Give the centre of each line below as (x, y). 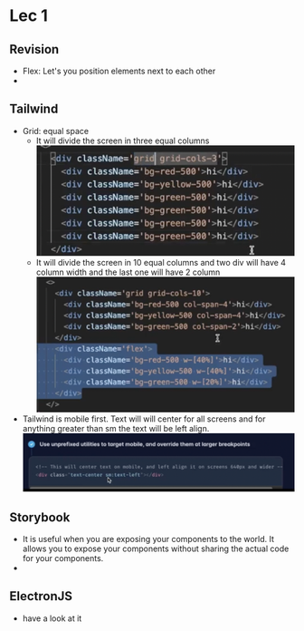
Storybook (40, 517)
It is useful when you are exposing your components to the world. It (148, 539)
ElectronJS (41, 596)
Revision (34, 49)
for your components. (63, 558)
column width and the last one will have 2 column (128, 272)
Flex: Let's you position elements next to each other (119, 71)
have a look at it (52, 618)
